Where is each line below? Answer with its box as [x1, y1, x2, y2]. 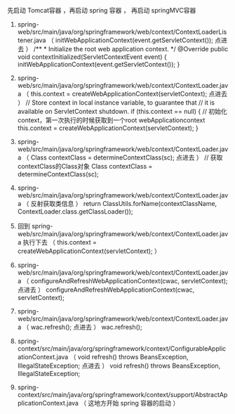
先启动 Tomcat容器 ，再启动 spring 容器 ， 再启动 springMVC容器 [7, 6, 196, 14]
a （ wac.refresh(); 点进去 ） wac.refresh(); [17, 323, 142, 331]
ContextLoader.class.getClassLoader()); [17, 207, 133, 216]
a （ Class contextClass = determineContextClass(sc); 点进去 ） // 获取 [17, 153, 223, 162]
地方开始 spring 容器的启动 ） [94, 399, 180, 407]
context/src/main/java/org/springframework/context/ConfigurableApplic [17, 344, 227, 353]
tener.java [17, 36, 46, 44]
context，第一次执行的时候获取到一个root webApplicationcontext [17, 116, 206, 124]
